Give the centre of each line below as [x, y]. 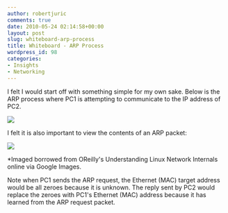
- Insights [23, 65]
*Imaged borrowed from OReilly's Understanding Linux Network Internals [113, 159]
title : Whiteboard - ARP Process [56, 46]
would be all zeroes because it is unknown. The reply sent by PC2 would [111, 187]
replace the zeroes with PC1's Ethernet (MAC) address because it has [107, 194]
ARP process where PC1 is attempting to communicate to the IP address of [114, 99]
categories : [24, 59]
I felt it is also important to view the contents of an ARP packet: [97, 133]
